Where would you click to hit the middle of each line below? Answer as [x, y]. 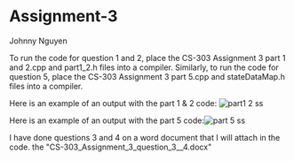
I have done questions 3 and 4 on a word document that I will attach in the [145, 137]
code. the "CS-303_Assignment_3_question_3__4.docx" [111, 147]
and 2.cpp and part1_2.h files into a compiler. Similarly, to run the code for [144, 67]
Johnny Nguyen [39, 41]
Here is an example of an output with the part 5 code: [107, 120]
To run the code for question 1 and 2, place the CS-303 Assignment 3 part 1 [147, 57]
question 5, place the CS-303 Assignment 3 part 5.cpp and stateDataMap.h [147, 76]
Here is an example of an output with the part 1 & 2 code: [113, 103]
